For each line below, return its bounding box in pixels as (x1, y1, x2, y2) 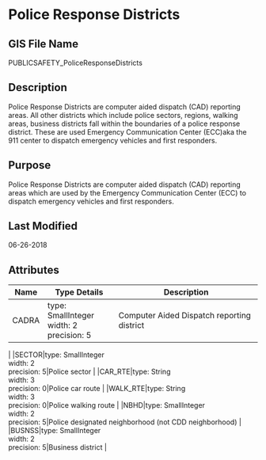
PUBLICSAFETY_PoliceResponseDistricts (8, 58, 142, 67)
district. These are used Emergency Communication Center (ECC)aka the (8, 127, 247, 136)
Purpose (8, 158, 51, 172)
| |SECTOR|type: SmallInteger (8, 350, 105, 359)
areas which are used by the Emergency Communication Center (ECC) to (8, 188, 247, 197)
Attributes (8, 263, 59, 276)
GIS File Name (8, 37, 79, 51)
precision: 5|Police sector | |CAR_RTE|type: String (8, 367, 171, 377)
